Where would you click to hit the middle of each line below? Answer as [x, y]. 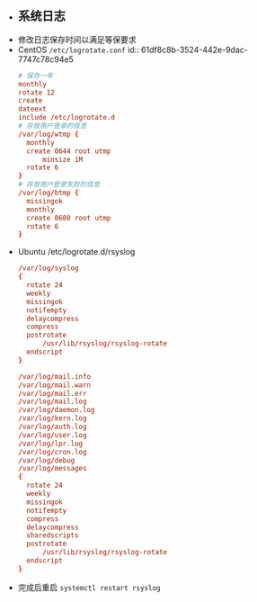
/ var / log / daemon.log [56, 410]
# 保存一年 [35, 76]
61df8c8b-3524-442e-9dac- [195, 49]
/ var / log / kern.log [52, 418]
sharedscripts [53, 535]
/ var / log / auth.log [52, 427]
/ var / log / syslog [48, 268]
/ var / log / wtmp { [48, 134]
